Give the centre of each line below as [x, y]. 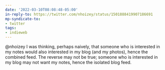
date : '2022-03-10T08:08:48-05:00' [42, 10]
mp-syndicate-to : [23, 19]
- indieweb [16, 33]
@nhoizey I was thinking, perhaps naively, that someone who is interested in [82, 47]
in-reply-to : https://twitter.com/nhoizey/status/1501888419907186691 [79, 14]
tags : [11, 28]
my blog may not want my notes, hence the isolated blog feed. [68, 62]
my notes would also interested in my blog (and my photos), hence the [77, 52]
